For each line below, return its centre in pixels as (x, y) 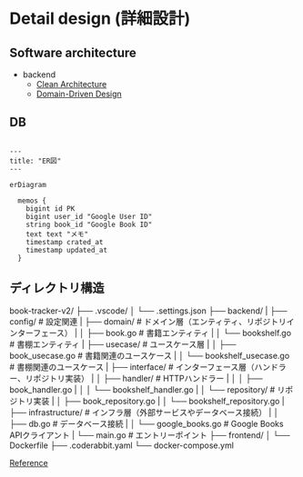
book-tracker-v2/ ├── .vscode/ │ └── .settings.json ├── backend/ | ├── (148, 311)
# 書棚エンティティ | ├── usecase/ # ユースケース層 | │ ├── (123, 344)
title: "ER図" (35, 161)
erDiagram (28, 184)
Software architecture (73, 52)
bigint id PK (50, 209)
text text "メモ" (57, 234)
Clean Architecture (71, 84)
